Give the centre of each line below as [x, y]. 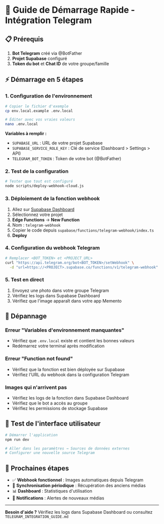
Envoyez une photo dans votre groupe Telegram [61, 290]
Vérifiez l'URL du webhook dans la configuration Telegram [71, 375]
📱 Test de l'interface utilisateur [53, 424]
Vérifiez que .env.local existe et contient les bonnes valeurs [73, 341]
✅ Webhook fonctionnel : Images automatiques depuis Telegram [78, 480]
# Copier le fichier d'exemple [37, 106]
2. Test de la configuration [37, 171]
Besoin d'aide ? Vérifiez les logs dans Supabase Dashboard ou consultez [79, 512]
